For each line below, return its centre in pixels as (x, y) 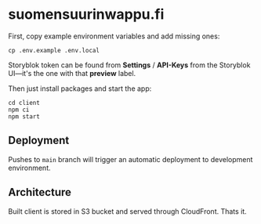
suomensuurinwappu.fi (86, 14)
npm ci (19, 110)
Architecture (40, 192)
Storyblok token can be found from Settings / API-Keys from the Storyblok (129, 65)
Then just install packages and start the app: (80, 89)
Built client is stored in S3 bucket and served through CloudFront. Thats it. (127, 211)
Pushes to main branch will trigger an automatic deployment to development (130, 159)
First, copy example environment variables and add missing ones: (114, 36)
